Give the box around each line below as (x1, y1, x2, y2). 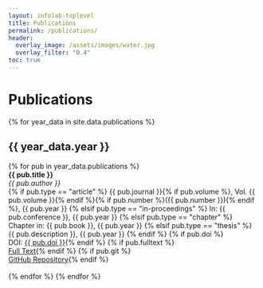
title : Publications (8, 19, 77, 27)
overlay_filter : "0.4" (15, 49, 91, 57)
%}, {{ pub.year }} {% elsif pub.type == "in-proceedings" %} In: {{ (8, 203, 226, 213)
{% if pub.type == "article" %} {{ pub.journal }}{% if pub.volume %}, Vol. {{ (8, 187, 256, 196)
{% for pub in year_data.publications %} (8, 161, 140, 171)
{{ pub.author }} (8, 178, 61, 187)
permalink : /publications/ (8, 26, 98, 34)
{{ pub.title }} (8, 169, 54, 180)
